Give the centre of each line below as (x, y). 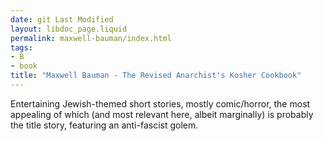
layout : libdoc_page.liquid (69, 29)
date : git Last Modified (62, 19)
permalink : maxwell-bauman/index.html (91, 38)
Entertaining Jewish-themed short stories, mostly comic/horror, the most (160, 103)
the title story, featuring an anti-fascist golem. (104, 125)
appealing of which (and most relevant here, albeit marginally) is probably (162, 114)
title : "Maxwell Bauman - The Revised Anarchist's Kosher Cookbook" (156, 76)
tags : (21, 47)
